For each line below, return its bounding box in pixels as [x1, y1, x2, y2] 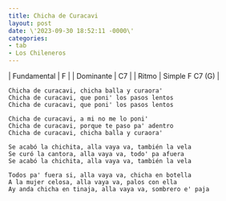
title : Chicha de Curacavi [8, 11, 99, 20]
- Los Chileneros [8, 49, 67, 57]
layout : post [8, 19, 52, 27]
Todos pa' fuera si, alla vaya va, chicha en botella [8, 171, 192, 179]
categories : [8, 34, 48, 43]
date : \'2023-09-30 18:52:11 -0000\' [8, 27, 135, 35]
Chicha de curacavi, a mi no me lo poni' [8, 115, 149, 123]
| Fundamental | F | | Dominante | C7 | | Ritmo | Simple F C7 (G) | [8, 72, 220, 80]
